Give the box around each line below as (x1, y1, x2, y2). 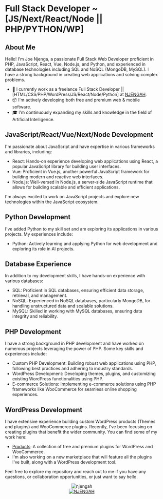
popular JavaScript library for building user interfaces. (12, 163, 121, 169)
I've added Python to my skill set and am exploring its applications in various (5, 226, 158, 232)
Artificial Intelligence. (12, 117, 55, 122)
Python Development (5, 213, 71, 221)
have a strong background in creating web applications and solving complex (5, 72, 158, 77)
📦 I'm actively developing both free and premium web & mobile (12, 97, 140, 103)
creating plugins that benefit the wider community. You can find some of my (5, 429, 158, 435)
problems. (5, 77, 25, 83)
